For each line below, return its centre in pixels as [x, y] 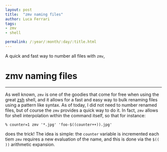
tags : [11, 24]
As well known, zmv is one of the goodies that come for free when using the [82, 94]
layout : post [19, 10]
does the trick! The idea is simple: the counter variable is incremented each [82, 134]
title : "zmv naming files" [34, 14]
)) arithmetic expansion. [30, 144]
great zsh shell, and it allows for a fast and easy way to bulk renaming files [82, 99]
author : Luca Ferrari [28, 19]
